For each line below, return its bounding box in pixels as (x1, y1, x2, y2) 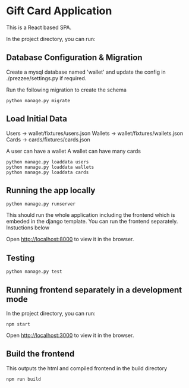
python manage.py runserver (6, 201, 76, 207)
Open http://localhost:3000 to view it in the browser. (6, 332, 134, 339)
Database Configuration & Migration (6, 52, 143, 63)
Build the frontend (6, 349, 75, 359)
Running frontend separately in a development (6, 285, 182, 295)
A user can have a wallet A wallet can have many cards (6, 147, 141, 154)
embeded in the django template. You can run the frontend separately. (6, 218, 178, 225)
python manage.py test (6, 269, 62, 275)
